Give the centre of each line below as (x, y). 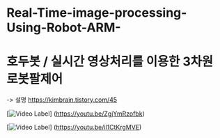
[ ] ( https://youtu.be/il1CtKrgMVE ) (74, 128)
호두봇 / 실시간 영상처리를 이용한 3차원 (110, 62)
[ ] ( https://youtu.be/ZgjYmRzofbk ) (76, 114)
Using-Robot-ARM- (64, 28)
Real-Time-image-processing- (97, 13)
